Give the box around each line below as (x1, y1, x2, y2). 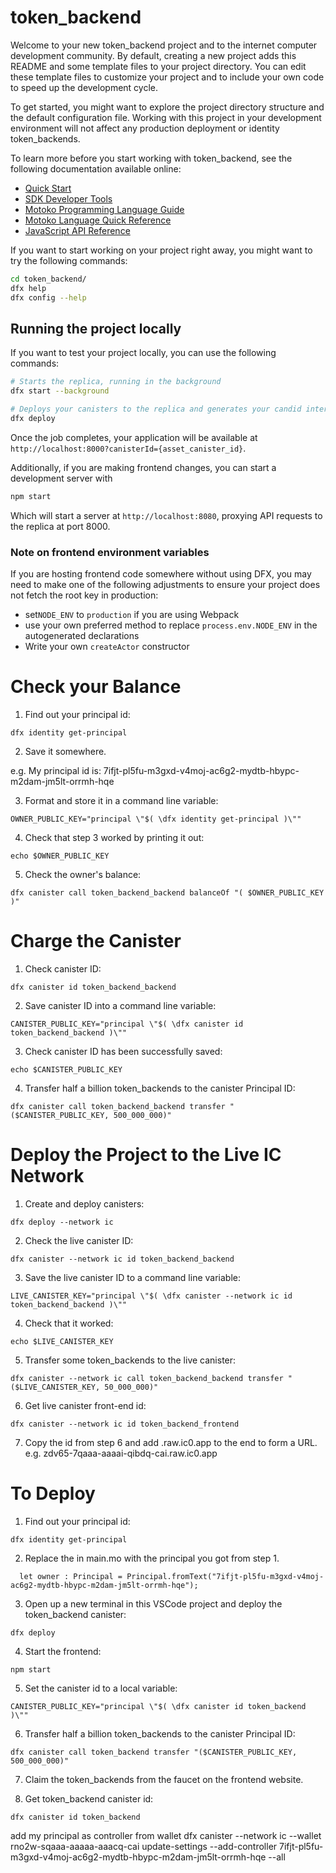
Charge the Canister (10, 930, 182, 953)
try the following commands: (10, 254, 128, 266)
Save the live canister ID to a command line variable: (24, 1271, 241, 1283)
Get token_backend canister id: (24, 1792, 154, 1805)
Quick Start (24, 182, 72, 194)
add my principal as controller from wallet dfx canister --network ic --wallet (10, 1829, 322, 1841)
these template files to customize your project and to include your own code (10, 71, 325, 83)
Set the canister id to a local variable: (24, 1682, 178, 1694)
